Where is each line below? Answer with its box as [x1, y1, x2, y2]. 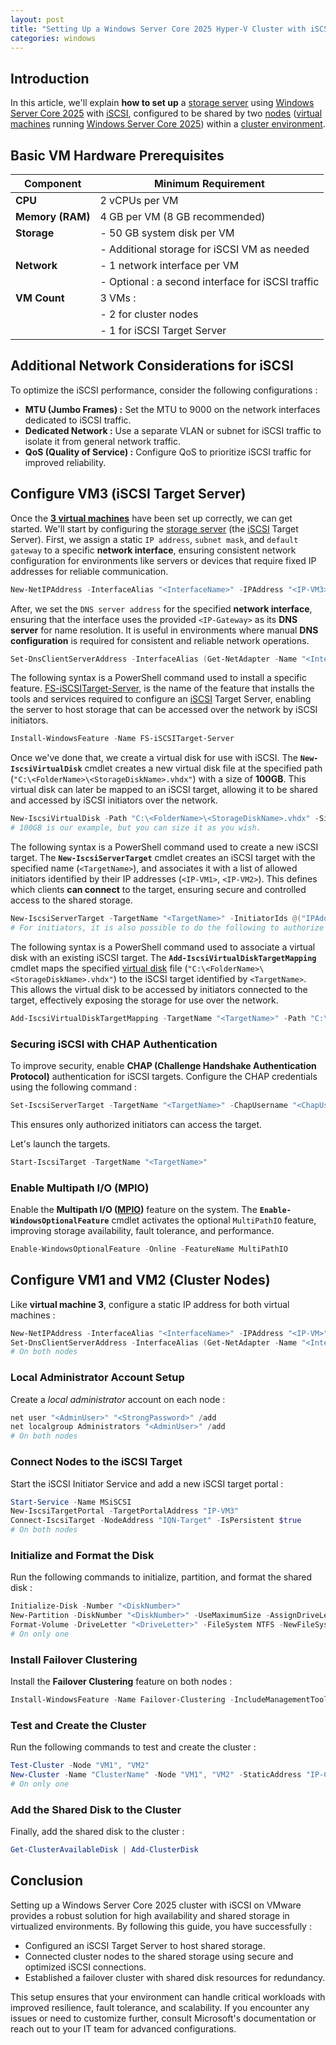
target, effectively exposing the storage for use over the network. [10, 994, 279, 1006]
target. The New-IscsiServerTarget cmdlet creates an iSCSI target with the [10, 852, 316, 863]
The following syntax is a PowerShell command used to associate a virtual [10, 941, 316, 953]
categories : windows [10, 33, 97, 43]
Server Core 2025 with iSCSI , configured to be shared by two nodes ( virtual [10, 107, 323, 120]
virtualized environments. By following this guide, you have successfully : [10, 1920, 312, 1932]
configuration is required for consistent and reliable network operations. [10, 634, 310, 646]
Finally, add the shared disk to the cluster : [10, 1826, 185, 1838]
